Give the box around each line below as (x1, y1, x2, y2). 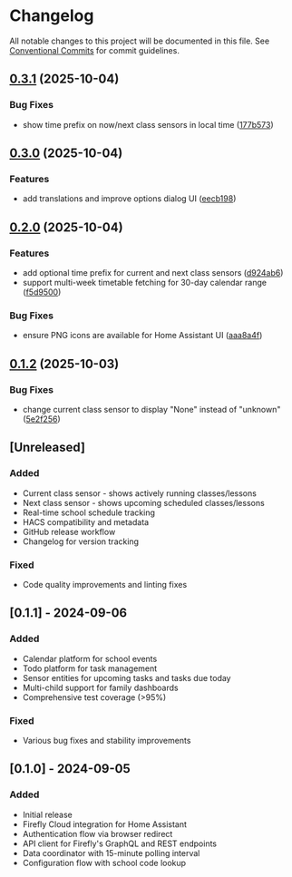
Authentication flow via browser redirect (22, 828, 173, 839)
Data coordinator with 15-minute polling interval (22, 847, 200, 858)
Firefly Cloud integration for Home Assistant (22, 818, 188, 830)
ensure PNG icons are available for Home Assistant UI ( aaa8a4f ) (22, 330, 263, 341)
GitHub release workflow (22, 526, 116, 537)
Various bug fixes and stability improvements (22, 735, 191, 745)
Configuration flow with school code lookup (22, 857, 187, 868)
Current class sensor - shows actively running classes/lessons (22, 487, 257, 499)
